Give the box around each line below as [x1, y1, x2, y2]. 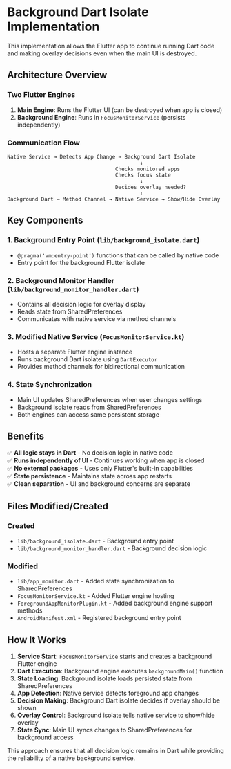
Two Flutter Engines [7, 90, 76, 100]
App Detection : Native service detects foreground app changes [17, 689, 199, 698]
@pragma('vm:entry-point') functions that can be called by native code [17, 251, 219, 260]
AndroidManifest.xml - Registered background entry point [17, 614, 181, 622]
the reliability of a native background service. [7, 754, 136, 762]
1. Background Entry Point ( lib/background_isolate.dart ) [7, 235, 200, 245]
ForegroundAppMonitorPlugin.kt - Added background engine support [17, 599, 213, 608]
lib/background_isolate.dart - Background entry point [17, 537, 174, 545]
